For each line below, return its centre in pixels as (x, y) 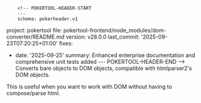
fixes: (66, 43)
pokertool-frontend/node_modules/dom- (115, 30)
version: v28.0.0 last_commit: (103, 37)
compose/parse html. (33, 93)
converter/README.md (36, 37)
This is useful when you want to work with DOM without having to (89, 86)
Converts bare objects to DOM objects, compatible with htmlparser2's (104, 68)
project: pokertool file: (34, 30)
